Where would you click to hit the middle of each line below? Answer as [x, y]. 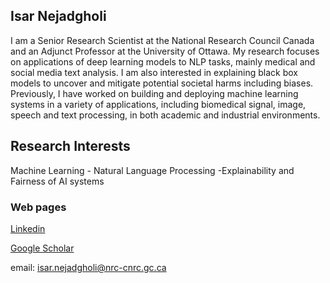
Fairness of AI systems [57, 181]
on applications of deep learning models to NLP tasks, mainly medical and [163, 61]
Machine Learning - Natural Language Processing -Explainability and [152, 170]
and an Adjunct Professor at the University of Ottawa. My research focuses [165, 51]
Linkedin [28, 228]
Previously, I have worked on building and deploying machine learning [154, 93]
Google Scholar [42, 248]
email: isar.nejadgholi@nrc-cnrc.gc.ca [88, 267]
